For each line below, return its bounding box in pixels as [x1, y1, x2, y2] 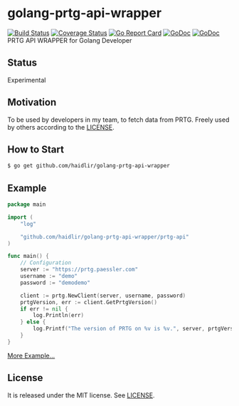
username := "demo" [20, 273, 78, 280]
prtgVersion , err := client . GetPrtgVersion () [20, 298, 158, 306]
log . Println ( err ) [33, 312, 84, 319]
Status [7, 57, 38, 69]
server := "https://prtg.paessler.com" [20, 266, 139, 274]
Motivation [7, 96, 57, 108]
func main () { [7, 253, 50, 260]
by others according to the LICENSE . [7, 123, 115, 131]
